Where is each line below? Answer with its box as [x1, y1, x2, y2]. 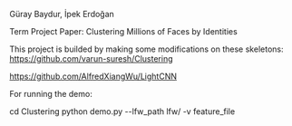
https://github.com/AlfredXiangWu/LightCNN [9, 71, 177, 82]
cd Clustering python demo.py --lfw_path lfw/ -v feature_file [9, 106, 236, 117]
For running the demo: [9, 89, 92, 99]
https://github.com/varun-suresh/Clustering [9, 53, 173, 63]
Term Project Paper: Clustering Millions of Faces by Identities [9, 26, 238, 36]
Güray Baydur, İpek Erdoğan [9, 9, 115, 19]
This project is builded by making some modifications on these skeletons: [9, 44, 284, 54]
